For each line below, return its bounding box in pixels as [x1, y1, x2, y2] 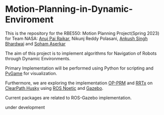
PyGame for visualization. [5, 70, 57, 76]
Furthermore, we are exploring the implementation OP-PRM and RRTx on [5, 80, 153, 86]
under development [5, 104, 45, 110]
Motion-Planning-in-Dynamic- [5, 3, 133, 15]
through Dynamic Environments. [5, 55, 71, 61]
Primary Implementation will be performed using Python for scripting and [5, 65, 154, 71]
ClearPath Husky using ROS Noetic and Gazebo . [5, 85, 104, 91]
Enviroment [5, 14, 54, 25]
